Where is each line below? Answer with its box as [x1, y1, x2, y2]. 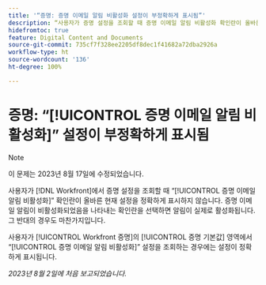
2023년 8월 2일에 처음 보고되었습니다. [8, 268, 127, 278]
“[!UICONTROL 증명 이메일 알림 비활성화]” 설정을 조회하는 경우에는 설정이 [8, 242, 237, 251]
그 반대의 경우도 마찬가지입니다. [8, 215, 106, 225]
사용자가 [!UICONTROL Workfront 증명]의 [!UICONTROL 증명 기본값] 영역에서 [8, 232, 253, 242]
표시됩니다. [22, 252, 58, 261]
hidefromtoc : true [8, 26, 69, 34]
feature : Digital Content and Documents [8, 33, 144, 42]
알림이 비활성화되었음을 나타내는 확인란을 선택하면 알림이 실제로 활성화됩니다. [16, 205, 256, 215]
